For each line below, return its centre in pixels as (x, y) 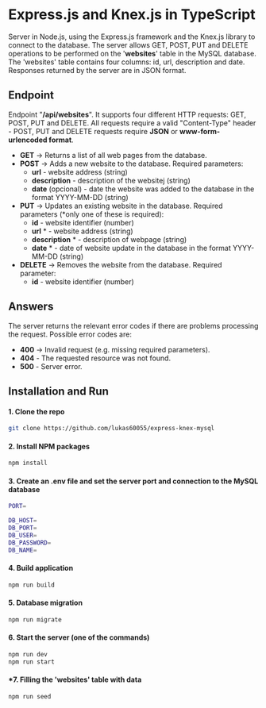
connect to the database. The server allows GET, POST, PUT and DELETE (128, 44)
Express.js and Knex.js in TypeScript (132, 15)
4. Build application (41, 568)
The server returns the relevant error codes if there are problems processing (133, 325)
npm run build (32, 585)
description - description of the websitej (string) (111, 180)
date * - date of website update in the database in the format (131, 248)
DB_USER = (23, 535)
